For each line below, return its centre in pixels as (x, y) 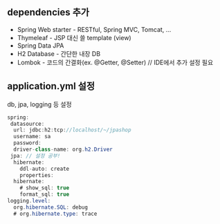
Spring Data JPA (40, 45)
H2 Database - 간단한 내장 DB (59, 53)
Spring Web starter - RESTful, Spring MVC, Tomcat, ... (94, 29)
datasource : (27, 124)
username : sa (32, 137)
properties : (37, 175)
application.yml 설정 (51, 86)
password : (27, 143)
